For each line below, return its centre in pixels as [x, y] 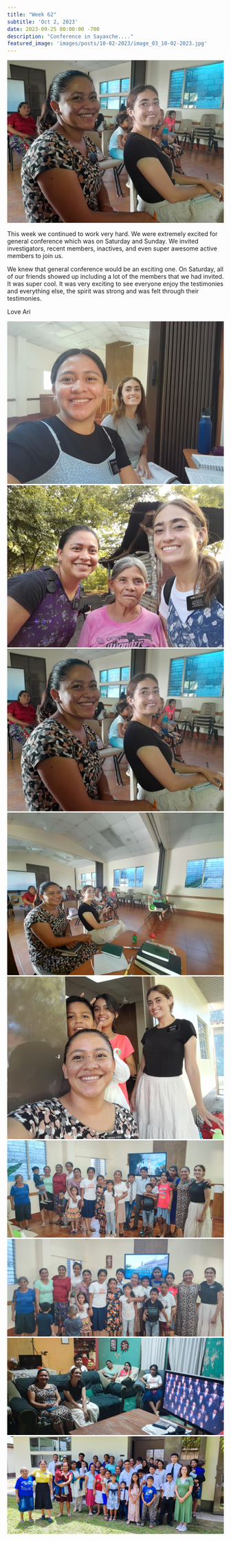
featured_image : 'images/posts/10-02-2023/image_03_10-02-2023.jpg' [107, 44]
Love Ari [19, 312]
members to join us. [35, 256]
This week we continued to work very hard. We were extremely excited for [112, 234]
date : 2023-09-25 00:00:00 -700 [53, 29]
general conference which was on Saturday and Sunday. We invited [103, 242]
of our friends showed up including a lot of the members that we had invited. [115, 277]
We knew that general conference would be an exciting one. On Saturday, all [115, 269]
